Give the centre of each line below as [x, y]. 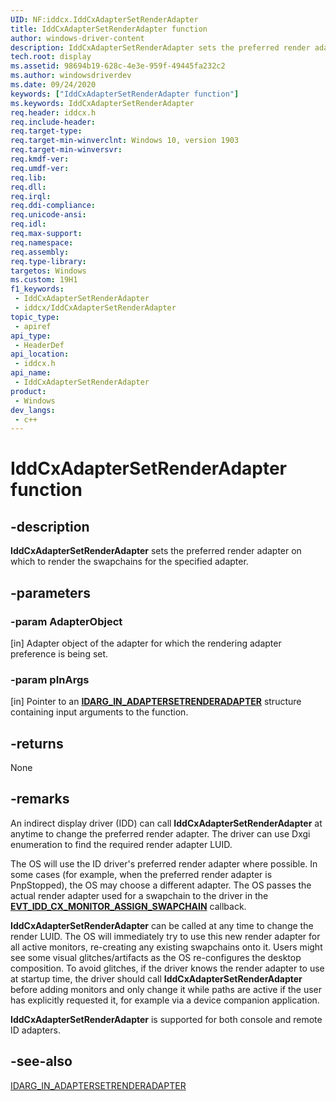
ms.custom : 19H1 [44, 280]
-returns [37, 743]
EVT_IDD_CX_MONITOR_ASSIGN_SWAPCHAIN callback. [128, 906]
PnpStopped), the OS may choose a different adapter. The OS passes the [161, 885]
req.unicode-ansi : [48, 215]
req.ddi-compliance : [53, 206]
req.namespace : [42, 242]
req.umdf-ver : [40, 168]
